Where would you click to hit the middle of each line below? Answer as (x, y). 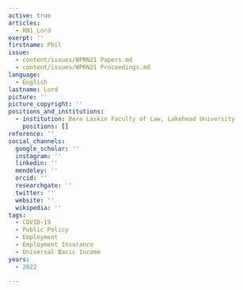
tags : (17, 215)
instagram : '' (38, 156)
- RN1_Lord (33, 30)
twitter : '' (35, 193)
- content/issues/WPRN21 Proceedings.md (83, 68)
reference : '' (32, 133)
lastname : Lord (33, 89)
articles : (25, 23)
